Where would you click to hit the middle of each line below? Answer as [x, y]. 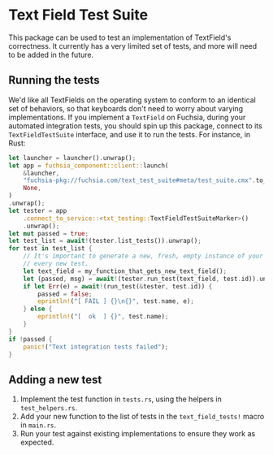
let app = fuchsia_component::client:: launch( [89, 165]
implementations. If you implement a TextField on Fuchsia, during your [127, 117]
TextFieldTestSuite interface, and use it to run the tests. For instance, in [130, 134]
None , [32, 188]
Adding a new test [55, 379]
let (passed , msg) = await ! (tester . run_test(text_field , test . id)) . [141, 279]
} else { [38, 309]
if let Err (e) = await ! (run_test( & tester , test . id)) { [118, 286]
